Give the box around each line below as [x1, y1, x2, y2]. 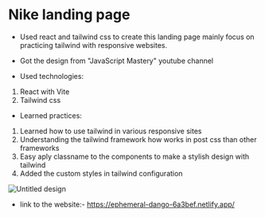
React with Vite [19, 86, 70, 97]
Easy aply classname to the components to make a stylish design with [19, 152, 250, 161]
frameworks [19, 143, 60, 152]
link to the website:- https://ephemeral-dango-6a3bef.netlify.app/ [19, 199, 235, 209]
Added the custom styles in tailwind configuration [19, 168, 183, 178]
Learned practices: [19, 110, 82, 120]
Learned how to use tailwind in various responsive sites [19, 126, 202, 136]
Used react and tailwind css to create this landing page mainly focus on [19, 32, 255, 41]
